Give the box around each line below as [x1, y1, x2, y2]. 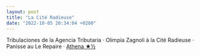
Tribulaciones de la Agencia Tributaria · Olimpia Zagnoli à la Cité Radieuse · [6, 37, 195, 44]
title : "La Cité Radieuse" [6, 14, 75, 20]
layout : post [6, 8, 40, 15]
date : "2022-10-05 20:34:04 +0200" [6, 20, 97, 26]
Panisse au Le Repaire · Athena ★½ [6, 43, 96, 50]
